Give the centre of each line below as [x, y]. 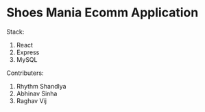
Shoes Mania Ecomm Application [102, 13]
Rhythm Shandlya [41, 86]
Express [28, 52]
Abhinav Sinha [37, 93]
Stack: [15, 32]
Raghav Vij [32, 100]
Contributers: [25, 73]
